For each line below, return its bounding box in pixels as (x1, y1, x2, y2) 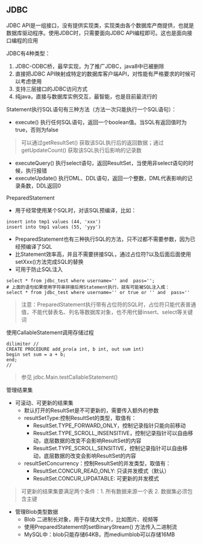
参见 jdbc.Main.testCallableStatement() (21, 373, 118, 381)
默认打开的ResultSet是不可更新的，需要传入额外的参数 (24, 407, 159, 414)
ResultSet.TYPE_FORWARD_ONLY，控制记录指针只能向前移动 (33, 422, 186, 429)
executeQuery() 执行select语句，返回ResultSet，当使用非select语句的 (14, 159, 189, 166)
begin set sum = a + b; (6, 351, 66, 358)
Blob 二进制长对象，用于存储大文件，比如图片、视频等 (24, 516, 159, 523)
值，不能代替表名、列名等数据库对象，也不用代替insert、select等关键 (21, 308, 193, 315)
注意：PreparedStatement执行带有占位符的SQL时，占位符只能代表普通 (21, 301, 197, 308)
